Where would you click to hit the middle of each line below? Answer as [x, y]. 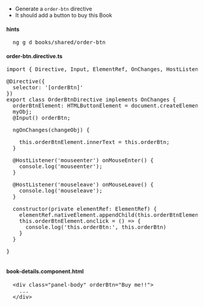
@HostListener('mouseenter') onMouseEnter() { [83, 161]
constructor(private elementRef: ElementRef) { [85, 209]
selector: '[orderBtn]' [48, 88]
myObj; [22, 112]
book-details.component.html [45, 271]
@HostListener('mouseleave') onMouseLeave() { [83, 185]
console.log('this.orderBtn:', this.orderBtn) [96, 227]
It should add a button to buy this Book [63, 15]
